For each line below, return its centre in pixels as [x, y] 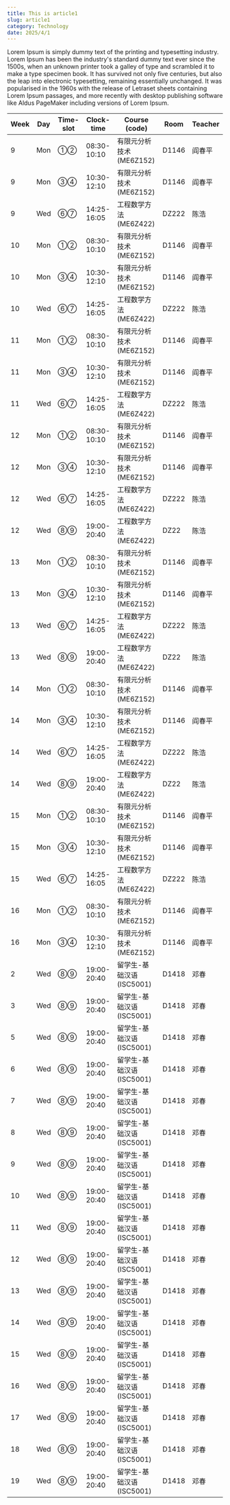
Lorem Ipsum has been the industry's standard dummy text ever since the [111, 60]
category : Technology [38, 26]
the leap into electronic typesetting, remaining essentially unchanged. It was [115, 81]
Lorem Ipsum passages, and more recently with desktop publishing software [115, 96]
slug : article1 [29, 20]
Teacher [206, 124]
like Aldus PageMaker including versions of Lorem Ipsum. [88, 103]
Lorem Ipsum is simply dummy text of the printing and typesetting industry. [113, 52]
